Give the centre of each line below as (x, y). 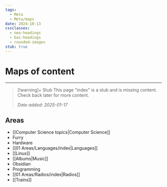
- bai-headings (25, 38)
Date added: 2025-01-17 (42, 104)
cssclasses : (17, 28)
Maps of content (40, 71)
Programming (26, 169)
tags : (11, 10)
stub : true (16, 47)
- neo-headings (25, 33)
